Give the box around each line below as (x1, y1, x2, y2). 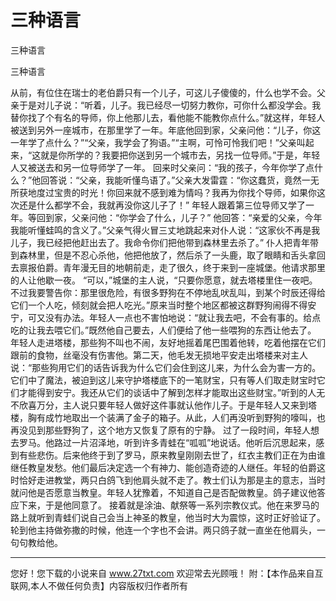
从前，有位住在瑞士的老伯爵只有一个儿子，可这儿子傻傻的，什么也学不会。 (10, 86, 317, 98)
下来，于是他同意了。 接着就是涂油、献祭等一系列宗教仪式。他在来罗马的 (18, 499, 320, 511)
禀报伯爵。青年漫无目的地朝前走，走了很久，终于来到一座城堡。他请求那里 (18, 261, 326, 273)
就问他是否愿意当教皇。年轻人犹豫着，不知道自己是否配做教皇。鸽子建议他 (10, 486, 317, 498)
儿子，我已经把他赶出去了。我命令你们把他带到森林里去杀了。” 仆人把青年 (10, 236, 311, 248)
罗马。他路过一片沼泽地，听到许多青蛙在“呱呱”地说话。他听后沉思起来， (18, 436, 317, 448)
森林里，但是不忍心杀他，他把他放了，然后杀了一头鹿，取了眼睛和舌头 (18, 249, 308, 261)
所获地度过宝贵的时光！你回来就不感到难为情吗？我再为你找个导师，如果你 (10, 186, 317, 198)
